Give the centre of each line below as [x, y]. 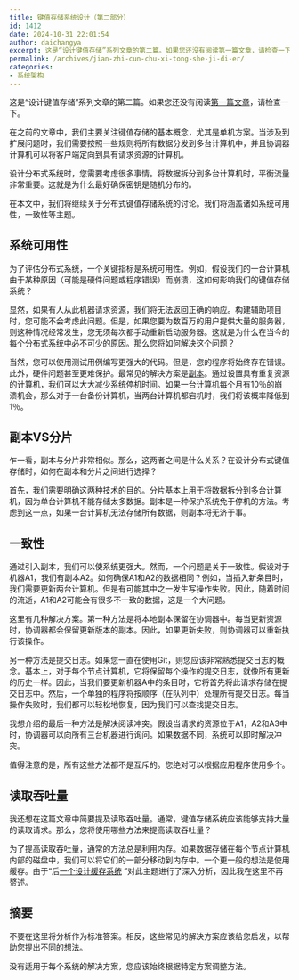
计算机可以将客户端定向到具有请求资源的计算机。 [99, 154]
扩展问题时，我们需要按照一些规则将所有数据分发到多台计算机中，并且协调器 [149, 143]
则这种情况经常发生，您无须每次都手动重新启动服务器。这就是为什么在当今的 [149, 331]
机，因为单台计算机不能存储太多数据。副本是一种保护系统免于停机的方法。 [145, 502]
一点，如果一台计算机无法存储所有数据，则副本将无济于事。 [141, 512]
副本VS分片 [41, 437]
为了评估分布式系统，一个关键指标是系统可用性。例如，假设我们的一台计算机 [149, 268]
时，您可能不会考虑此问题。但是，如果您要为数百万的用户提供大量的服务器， [149, 321]
